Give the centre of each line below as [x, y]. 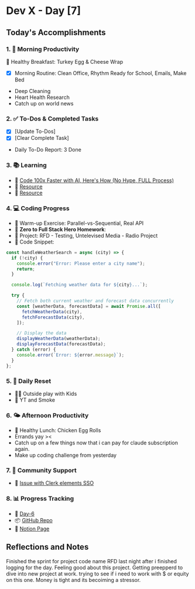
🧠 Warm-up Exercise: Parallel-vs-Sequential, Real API [79, 223]
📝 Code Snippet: [34, 242]
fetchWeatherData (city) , [52, 311]
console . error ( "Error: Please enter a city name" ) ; [81, 263]
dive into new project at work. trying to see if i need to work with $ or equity [97, 573]
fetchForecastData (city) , [53, 317]
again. [22, 449]
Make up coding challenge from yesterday [66, 456]
